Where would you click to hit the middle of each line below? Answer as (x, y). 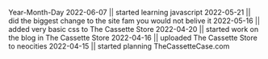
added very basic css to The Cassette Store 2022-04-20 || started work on (134, 29)
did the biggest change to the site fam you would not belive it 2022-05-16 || (134, 21)
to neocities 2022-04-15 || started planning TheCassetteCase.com (119, 46)
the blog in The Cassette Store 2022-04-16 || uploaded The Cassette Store (133, 37)
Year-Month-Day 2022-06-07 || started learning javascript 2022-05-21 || (130, 12)
